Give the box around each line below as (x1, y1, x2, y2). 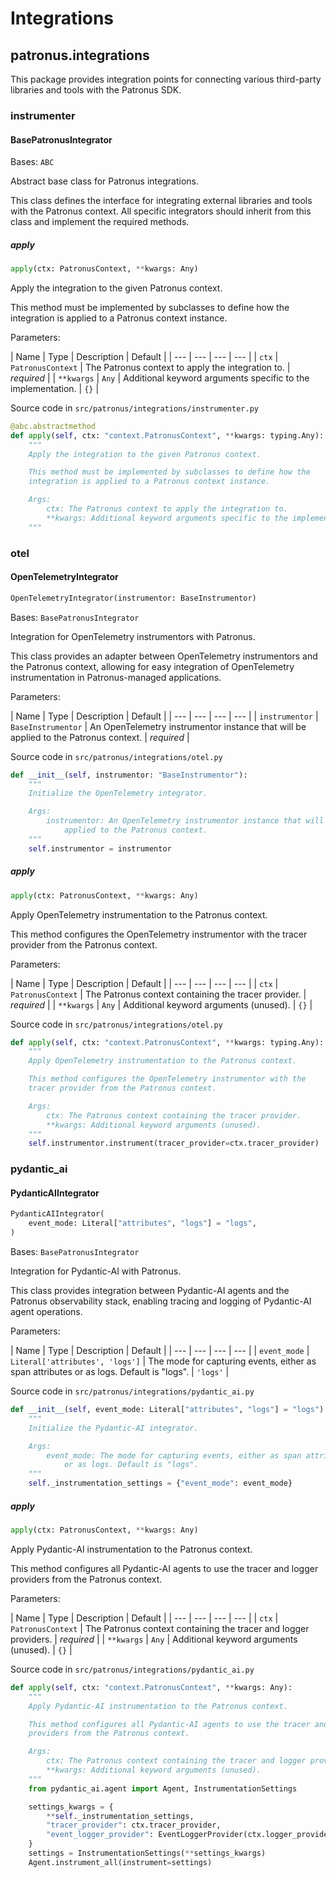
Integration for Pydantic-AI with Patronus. (10, 1265, 182, 1277)
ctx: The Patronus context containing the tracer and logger (46, 1756, 307, 1766)
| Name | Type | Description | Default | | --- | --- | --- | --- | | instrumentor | (10, 710, 319, 722)
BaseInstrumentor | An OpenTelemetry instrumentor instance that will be (10, 720, 307, 732)
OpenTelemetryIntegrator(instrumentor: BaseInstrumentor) (10, 593, 257, 603)
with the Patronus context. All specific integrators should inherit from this (10, 205, 312, 217)
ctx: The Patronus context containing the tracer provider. (46, 1110, 302, 1121)
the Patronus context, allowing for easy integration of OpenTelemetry (10, 660, 295, 672)
